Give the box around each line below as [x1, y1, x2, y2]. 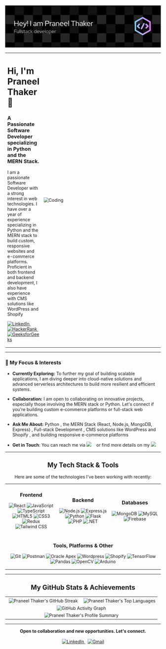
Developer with [7, 185, 39, 191]
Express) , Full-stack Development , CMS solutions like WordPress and [12, 426, 156, 432]
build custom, [7, 237, 35, 243]
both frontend [7, 269, 36, 275]
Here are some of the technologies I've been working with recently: [14, 474, 152, 480]
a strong [7, 190, 24, 196]
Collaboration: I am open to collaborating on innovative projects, [12, 396, 144, 402]
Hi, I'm [7, 65, 35, 77]
